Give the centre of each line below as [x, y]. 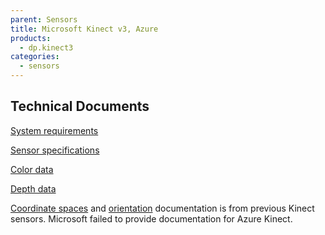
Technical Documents [80, 106]
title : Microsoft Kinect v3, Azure [84, 29]
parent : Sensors [44, 19]
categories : [35, 57]
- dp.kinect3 [46, 47]
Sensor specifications [55, 150]
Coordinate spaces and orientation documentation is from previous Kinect [162, 208]
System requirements [54, 130]
